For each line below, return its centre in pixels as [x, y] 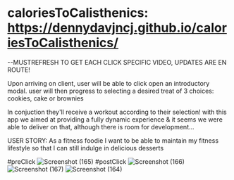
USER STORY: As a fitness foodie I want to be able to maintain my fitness [113, 140]
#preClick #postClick [67, 161]
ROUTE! [19, 70]
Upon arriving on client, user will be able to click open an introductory [109, 83]
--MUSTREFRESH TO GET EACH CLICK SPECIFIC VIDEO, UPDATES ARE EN [117, 62]
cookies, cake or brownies [45, 98]
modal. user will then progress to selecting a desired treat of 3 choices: [111, 91]
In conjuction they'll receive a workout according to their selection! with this [117, 112]
